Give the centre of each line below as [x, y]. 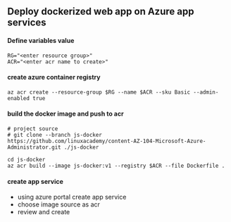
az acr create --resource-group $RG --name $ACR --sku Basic [99, 92]
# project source [33, 129]
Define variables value [41, 40]
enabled [19, 98]
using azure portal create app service [72, 197]
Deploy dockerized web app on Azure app [101, 12]
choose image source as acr [59, 204]
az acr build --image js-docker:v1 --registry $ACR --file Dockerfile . [116, 166]
